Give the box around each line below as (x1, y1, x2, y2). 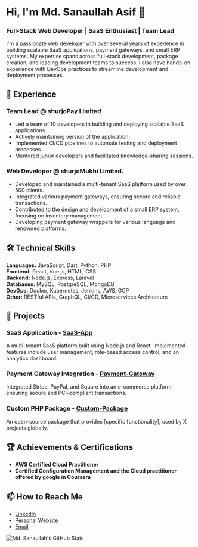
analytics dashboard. (6, 355, 58, 362)
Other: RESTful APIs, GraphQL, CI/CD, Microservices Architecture (6, 293, 168, 300)
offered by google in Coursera (14, 474, 91, 481)
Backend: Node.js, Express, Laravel (6, 274, 94, 282)
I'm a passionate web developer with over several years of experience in (6, 40, 184, 47)
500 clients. (14, 187, 44, 194)
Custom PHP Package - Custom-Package (6, 405, 128, 413)
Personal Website (14, 517, 58, 524)
